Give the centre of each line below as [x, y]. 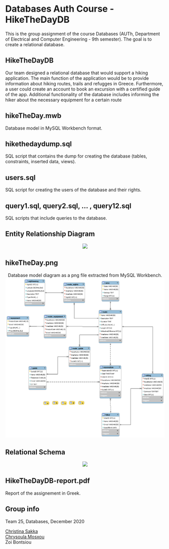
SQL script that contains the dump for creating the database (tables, [76, 156]
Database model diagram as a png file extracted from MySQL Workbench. [85, 275]
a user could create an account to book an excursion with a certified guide [83, 89]
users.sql [20, 178]
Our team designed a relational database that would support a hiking [77, 73]
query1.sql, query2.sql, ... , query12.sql [68, 206]
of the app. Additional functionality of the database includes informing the [82, 94]
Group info [22, 509]
